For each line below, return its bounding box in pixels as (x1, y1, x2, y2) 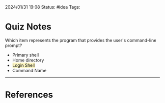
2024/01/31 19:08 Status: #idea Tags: (5, 4, 80, 10)
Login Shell (12, 62, 35, 68)
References (5, 89, 53, 101)
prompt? (5, 42, 22, 48)
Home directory (12, 57, 44, 63)
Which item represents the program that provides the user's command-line (5, 37, 157, 43)
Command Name (12, 67, 47, 73)
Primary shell (12, 52, 39, 58)
